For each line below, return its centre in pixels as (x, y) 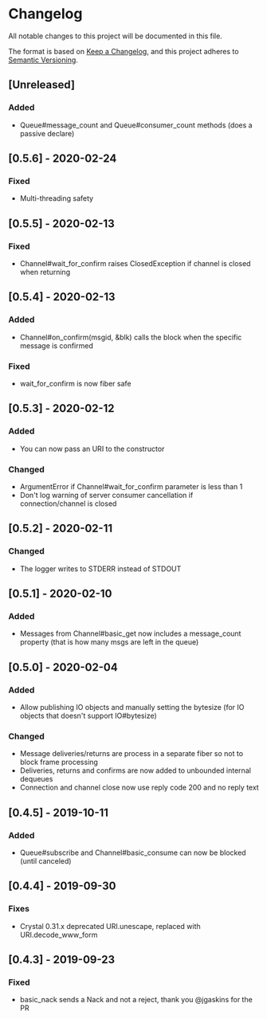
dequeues (36, 779)
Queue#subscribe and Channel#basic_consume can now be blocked (133, 852)
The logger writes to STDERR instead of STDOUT (100, 568)
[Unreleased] (42, 85)
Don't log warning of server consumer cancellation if (106, 495)
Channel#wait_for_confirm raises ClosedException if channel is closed (135, 263)
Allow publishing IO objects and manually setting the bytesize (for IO (132, 707)
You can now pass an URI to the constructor (92, 449)
